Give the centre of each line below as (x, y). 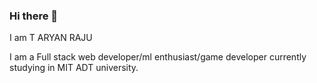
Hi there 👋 (34, 16)
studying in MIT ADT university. (74, 68)
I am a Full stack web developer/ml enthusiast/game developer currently (158, 57)
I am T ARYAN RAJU (51, 38)
